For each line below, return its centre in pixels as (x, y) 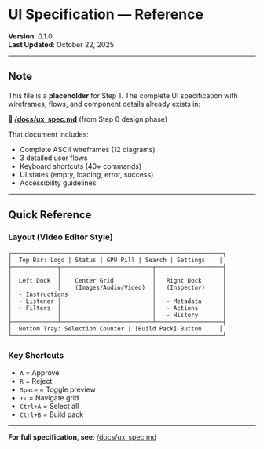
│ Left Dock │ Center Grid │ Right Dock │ (117, 281)
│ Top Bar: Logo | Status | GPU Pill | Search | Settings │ (115, 261)
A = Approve (39, 372)
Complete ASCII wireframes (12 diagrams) (87, 149)
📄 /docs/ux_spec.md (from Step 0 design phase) (88, 119)
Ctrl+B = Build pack (51, 414)
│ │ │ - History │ (117, 316)
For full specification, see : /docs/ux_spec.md (82, 436)
